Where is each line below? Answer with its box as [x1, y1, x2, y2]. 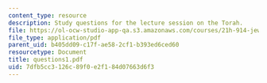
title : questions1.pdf [8, 56, 83, 64]
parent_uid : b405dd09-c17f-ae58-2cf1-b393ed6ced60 [8, 41, 180, 49]
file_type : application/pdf [8, 33, 102, 42]
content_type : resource [8, 11, 87, 20]
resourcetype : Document [8, 48, 87, 56]
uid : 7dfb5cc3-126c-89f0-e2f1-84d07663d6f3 [8, 63, 155, 71]
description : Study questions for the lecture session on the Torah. [8, 19, 244, 27]
